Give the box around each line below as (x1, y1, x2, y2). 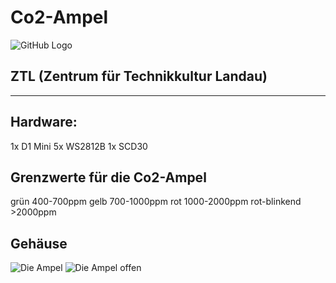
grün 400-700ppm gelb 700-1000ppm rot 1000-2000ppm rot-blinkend (10, 196, 302, 208)
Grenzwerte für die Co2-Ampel (10, 169, 207, 186)
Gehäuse (10, 235, 68, 252)
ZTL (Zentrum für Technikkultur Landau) (10, 68, 268, 85)
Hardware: (10, 114, 78, 131)
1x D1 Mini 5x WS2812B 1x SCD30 (10, 140, 148, 152)
